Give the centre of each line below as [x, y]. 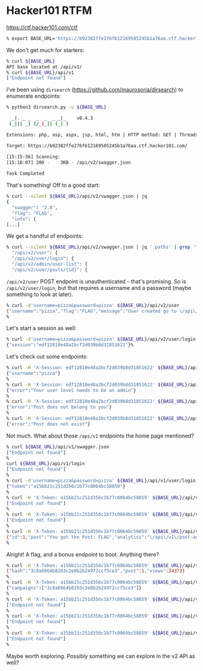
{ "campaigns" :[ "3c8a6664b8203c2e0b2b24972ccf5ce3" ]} [74, 588]
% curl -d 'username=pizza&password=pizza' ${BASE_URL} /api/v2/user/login [101, 339]
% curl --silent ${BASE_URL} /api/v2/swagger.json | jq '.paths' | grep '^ [102, 247]
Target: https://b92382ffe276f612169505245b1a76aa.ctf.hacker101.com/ [97, 146]
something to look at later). [40, 294]
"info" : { [24, 219]
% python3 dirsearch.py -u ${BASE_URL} [56, 107]
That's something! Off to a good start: [53, 185]
